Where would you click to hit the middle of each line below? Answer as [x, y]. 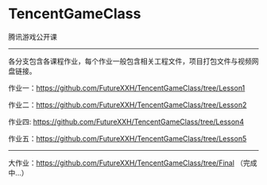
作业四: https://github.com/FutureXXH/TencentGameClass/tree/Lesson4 [126, 121]
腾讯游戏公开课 [33, 37]
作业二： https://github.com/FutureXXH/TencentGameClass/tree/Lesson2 [128, 105]
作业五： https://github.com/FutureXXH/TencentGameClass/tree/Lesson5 [128, 138]
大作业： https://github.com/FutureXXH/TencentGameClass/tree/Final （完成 [133, 163]
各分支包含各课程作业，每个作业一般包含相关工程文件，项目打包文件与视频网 [133, 61]
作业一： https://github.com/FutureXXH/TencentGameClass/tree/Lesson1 [127, 87]
